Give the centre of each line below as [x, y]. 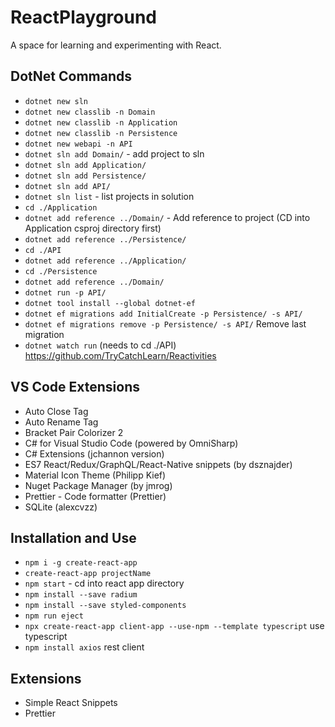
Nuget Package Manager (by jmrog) [98, 485]
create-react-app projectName [88, 574]
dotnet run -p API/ [65, 292]
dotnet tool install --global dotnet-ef [110, 303]
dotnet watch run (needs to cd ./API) [100, 345]
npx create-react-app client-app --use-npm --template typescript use [174, 626]
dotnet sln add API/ [67, 186]
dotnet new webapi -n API [78, 144]
